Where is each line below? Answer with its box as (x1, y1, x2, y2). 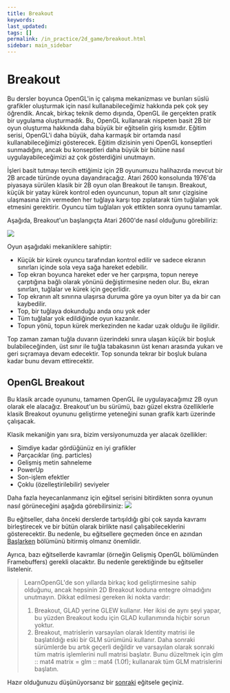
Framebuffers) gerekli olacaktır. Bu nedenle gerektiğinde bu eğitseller (7, 557, 204, 566)
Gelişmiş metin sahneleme (17, 458, 92, 467)
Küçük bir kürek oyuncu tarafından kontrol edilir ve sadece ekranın (17, 255, 206, 264)
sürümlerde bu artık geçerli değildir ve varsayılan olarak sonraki (34, 643, 215, 651)
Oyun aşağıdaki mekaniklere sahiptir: (7, 242, 112, 250)
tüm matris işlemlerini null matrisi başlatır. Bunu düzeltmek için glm (34, 650, 223, 658)
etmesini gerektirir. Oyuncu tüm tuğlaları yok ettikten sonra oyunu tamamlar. (7, 202, 222, 211)
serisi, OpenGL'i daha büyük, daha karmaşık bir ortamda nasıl (7, 131, 181, 139)
